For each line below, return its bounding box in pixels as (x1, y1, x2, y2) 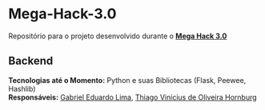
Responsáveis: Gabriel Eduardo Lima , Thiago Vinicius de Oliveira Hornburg (8, 92, 258, 102)
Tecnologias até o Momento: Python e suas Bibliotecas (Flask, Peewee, (8, 75, 247, 84)
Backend (8, 54, 54, 68)
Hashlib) (8, 84, 36, 93)
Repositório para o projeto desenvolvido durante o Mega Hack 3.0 (8, 31, 227, 41)
